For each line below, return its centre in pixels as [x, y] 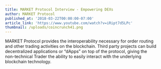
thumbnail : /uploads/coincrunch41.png [44, 28]
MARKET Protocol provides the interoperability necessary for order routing [79, 41]
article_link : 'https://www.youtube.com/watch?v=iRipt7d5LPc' [69, 23]
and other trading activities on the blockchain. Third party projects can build [81, 46]
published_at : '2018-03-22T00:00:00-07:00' [50, 18]
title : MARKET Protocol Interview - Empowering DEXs [59, 9]
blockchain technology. [28, 62]
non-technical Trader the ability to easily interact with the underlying [73, 56]
